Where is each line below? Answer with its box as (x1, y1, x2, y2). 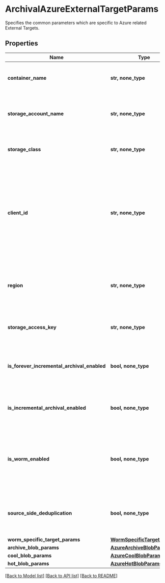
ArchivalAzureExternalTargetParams (5, 3, 159, 15)
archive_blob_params (7, 544, 59, 551)
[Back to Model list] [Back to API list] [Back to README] (5, 573, 118, 579)
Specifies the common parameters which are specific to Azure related (5, 20, 147, 26)
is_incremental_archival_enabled (7, 404, 86, 411)
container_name (7, 74, 47, 81)
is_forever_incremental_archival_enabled (7, 362, 106, 369)
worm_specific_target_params (7, 536, 80, 543)
